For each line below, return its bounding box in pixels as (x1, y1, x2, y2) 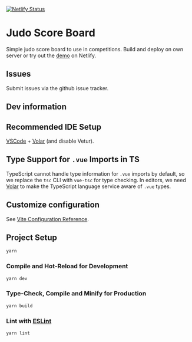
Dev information (6, 102, 67, 112)
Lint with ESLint (6, 317, 52, 325)
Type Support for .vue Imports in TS (6, 154, 140, 165)
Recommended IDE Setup (6, 121, 102, 132)
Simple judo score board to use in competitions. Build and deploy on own (6, 45, 184, 52)
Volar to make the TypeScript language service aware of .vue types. (6, 183, 171, 190)
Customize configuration (6, 200, 100, 210)
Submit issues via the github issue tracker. (6, 84, 109, 91)
